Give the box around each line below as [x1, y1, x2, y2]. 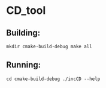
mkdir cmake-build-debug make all [6, 43, 93, 49]
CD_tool [6, 4, 46, 17]
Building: [6, 28, 41, 38]
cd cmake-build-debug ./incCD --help [6, 76, 101, 82]
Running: [6, 60, 41, 70]
